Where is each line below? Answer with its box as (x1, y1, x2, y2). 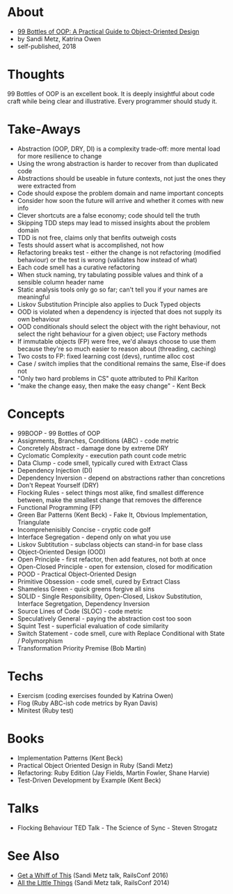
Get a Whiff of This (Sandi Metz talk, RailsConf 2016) (17, 871, 169, 879)
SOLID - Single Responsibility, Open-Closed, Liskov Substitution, (17, 592, 203, 600)
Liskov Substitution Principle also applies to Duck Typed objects (17, 300, 201, 308)
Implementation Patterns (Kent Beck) (17, 754, 123, 762)
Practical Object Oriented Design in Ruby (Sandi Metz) (17, 761, 173, 769)
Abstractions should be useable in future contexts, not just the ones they (17, 174, 226, 182)
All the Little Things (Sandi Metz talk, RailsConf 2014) (17, 878, 170, 886)
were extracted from (17, 181, 77, 190)
